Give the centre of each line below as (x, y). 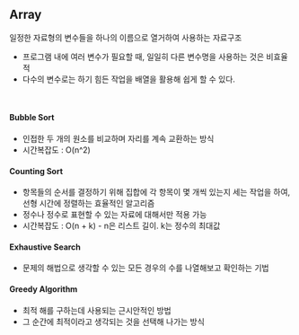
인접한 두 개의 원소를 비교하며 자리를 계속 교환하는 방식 (118, 139)
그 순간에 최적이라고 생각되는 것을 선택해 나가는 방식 (113, 322)
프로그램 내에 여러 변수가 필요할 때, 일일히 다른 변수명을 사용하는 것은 (143, 57)
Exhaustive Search (45, 247)
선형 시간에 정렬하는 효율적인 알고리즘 (88, 203)
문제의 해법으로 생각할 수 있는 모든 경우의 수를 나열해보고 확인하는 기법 (145, 268)
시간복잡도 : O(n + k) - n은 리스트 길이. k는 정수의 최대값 (121, 226)
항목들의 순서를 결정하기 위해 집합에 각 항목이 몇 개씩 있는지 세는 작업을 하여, (156, 192)
